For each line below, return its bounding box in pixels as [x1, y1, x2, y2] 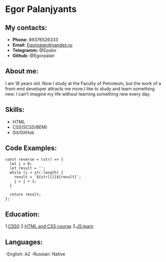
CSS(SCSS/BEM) [12, 124, 47, 130]
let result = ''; [9, 166, 46, 171]
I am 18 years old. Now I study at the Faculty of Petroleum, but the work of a [5, 80, 161, 86]
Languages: [5, 237, 43, 246]
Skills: [5, 105, 25, 114]
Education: [5, 210, 40, 218]
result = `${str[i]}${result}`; [14, 174, 81, 179]
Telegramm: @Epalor [12, 47, 57, 53]
